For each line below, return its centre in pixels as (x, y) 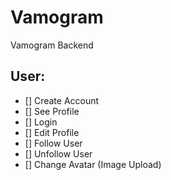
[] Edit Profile (52, 132)
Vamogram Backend (52, 45)
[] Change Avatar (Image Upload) (93, 164)
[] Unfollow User (58, 153)
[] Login (41, 122)
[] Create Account (62, 100)
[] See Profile (52, 111)
